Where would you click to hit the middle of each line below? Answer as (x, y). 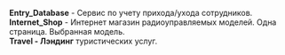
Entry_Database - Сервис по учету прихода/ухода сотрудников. (131, 13)
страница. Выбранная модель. (67, 31)
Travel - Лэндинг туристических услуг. (83, 41)
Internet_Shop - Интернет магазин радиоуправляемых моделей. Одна (143, 22)
